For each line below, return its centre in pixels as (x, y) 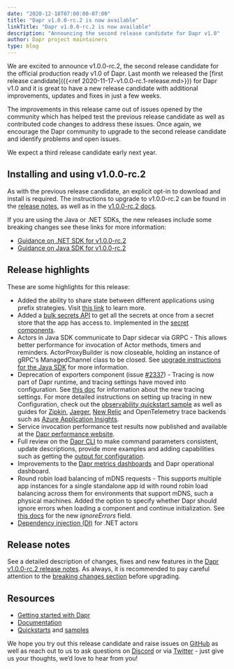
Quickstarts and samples (53, 630)
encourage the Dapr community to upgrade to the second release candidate (117, 131)
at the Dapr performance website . (66, 434)
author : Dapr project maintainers (58, 40)
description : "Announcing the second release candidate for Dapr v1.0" (114, 33)
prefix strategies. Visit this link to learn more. (82, 307)
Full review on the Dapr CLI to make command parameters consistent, (118, 441)
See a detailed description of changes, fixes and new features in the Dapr (113, 561)
